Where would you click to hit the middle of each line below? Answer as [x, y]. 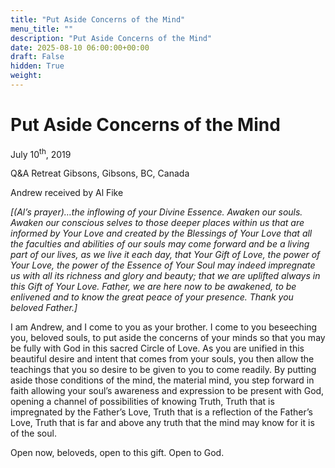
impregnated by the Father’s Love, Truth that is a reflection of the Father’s [161, 412]
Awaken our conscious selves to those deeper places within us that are [157, 223]
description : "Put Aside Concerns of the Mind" [111, 38]
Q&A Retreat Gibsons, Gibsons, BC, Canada [100, 173]
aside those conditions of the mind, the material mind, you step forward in [162, 380]
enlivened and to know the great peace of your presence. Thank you [152, 297]
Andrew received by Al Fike [67, 193]
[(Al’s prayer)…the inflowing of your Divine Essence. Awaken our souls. [156, 212]
